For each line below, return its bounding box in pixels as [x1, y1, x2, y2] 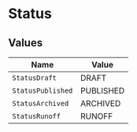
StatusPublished [12, 86, 73, 95]
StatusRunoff [12, 112, 61, 120]
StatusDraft [12, 74, 57, 82]
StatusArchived [12, 99, 69, 108]
